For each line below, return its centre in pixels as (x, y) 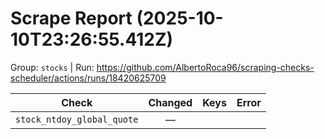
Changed (170, 102)
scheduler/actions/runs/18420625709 (88, 78)
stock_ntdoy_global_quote (77, 119)
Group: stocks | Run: (52, 67)
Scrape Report (71, 18)
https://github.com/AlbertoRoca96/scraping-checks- (205, 67)
